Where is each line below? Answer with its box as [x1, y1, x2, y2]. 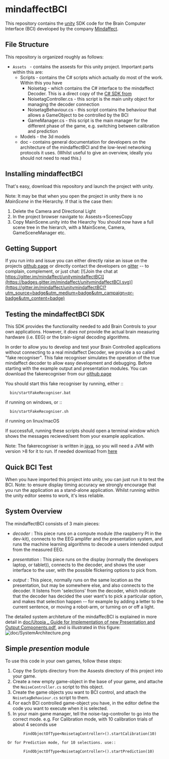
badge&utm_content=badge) [5, 295, 65, 302]
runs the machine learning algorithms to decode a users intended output [12, 541, 163, 547]
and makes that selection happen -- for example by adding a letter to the [12, 598, 164, 604]
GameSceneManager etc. [12, 229, 66, 236]
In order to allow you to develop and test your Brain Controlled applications [5, 344, 161, 350]
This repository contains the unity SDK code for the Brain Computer [5, 20, 146, 26]
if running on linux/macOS [5, 418, 60, 424]
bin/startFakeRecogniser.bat [10, 391, 71, 396]
